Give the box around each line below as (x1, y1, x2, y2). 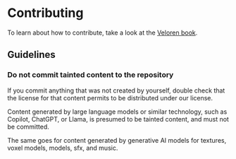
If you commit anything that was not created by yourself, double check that (7, 86, 225, 95)
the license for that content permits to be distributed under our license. (7, 93, 213, 102)
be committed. (7, 122, 49, 131)
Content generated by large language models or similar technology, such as (7, 107, 228, 116)
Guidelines (7, 49, 56, 61)
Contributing (7, 5, 84, 21)
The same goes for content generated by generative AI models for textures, (7, 136, 227, 144)
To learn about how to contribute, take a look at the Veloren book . (7, 28, 198, 37)
